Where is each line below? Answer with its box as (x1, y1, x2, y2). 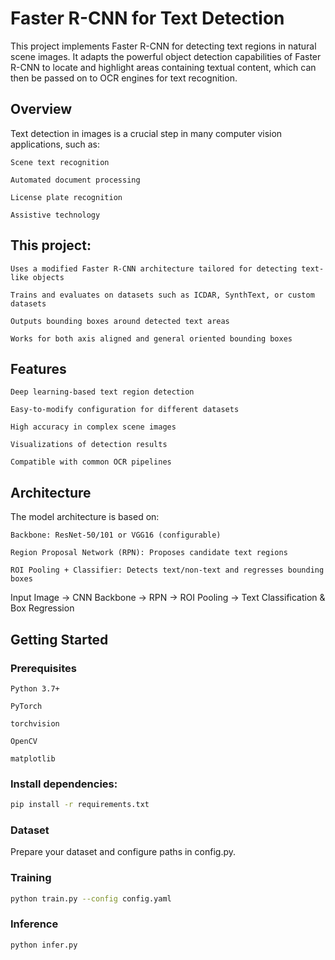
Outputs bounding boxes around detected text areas (10, 316, 230, 326)
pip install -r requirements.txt (10, 800, 150, 810)
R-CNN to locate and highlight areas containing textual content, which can (10, 61, 317, 73)
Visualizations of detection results (10, 440, 168, 450)
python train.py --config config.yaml (10, 893, 172, 904)
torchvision (10, 718, 60, 729)
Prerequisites (10, 661, 77, 675)
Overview (10, 101, 73, 118)
